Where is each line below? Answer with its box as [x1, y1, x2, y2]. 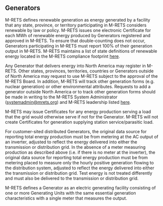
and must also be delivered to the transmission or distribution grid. [5, 175, 139, 181]
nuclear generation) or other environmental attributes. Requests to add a [5, 83, 151, 90]
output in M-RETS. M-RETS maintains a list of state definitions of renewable [5, 48, 158, 54]
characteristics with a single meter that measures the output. [5, 195, 127, 201]
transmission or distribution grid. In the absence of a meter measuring [5, 144, 146, 150]
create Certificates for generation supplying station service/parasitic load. [5, 119, 154, 125]
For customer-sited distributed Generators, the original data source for [5, 128, 147, 134]
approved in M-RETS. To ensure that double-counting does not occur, [5, 38, 145, 44]
